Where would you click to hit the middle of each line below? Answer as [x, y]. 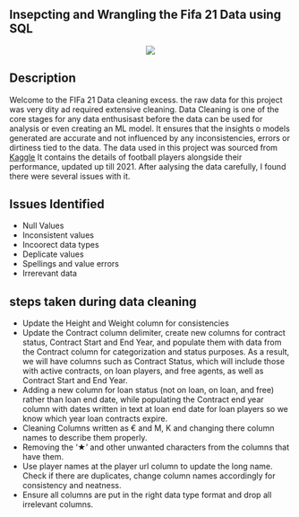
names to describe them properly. [85, 438]
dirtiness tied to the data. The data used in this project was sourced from [144, 147]
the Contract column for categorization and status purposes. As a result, [156, 352]
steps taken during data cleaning [103, 301]
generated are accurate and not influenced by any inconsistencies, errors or [150, 137]
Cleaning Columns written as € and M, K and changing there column [148, 428]
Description [43, 79]
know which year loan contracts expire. [95, 419]
